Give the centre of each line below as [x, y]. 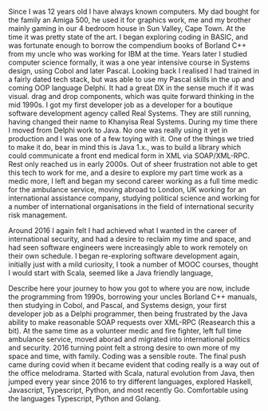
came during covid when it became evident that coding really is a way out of [134, 365]
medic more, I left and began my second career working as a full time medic [133, 181]
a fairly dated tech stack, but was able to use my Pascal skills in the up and [132, 79]
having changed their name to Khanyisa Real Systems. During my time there [133, 122]
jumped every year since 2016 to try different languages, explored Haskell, [130, 381]
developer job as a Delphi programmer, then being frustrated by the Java [128, 314]
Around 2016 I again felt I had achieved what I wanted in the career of [122, 230]
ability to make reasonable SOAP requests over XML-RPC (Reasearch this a [132, 322]
